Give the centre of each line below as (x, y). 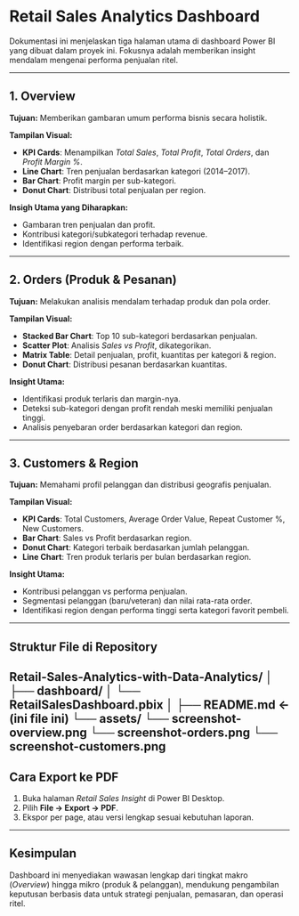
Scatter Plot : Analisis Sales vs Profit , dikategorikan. (117, 345)
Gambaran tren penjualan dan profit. (89, 224)
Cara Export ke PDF (64, 777)
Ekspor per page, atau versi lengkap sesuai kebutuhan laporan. (138, 817)
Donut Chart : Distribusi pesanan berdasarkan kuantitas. (125, 364)
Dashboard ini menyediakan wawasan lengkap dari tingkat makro (129, 875)
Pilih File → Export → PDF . (70, 807)
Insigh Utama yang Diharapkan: (69, 207)
